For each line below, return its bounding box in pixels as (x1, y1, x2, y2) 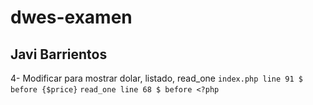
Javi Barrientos (10, 46, 108, 63)
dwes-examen (10, 6, 133, 29)
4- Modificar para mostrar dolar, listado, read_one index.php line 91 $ (10, 72, 303, 84)
